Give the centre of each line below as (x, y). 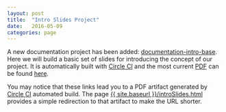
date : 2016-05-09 (35, 26)
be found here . (28, 74)
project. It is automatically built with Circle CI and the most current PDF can (113, 66)
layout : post (26, 13)
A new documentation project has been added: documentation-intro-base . (112, 52)
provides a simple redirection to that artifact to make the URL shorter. (104, 101)
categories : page (32, 32)
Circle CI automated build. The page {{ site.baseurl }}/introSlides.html (105, 94)
